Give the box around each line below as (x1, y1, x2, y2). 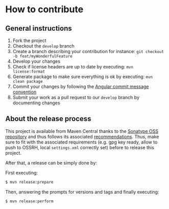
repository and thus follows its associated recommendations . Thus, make (5, 133, 159, 140)
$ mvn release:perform (5, 198, 54, 204)
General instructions (5, 24, 73, 33)
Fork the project (12, 37, 47, 43)
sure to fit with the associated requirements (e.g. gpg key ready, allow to (5, 139, 158, 145)
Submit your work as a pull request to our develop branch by (12, 95, 139, 100)
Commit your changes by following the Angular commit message (12, 83, 149, 89)
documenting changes (12, 100, 60, 106)
